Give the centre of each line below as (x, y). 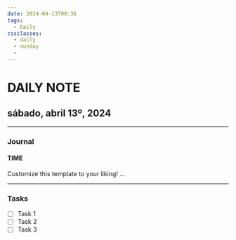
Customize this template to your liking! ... (66, 174)
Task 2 (27, 222)
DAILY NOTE (44, 88)
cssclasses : (25, 33)
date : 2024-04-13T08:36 (42, 14)
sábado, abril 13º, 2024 (59, 113)
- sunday (26, 46)
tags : (15, 20)
